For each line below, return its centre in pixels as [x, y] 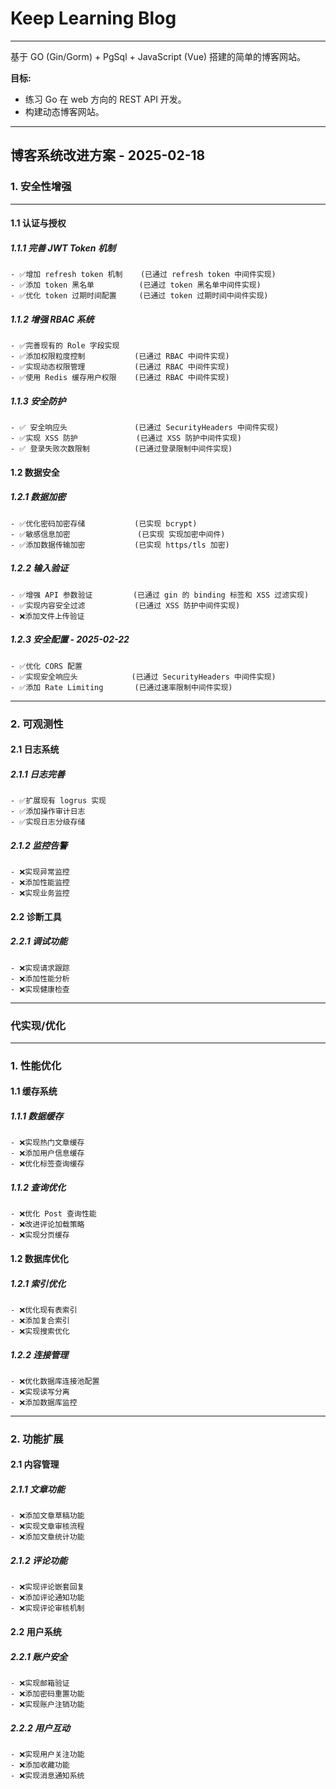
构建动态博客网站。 [64, 111]
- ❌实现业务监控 [40, 893]
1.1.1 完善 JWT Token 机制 [63, 248]
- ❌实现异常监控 [40, 872]
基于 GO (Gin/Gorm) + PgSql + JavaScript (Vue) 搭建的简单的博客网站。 [158, 56]
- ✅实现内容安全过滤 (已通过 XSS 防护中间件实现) [125, 605]
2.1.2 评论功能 [39, 1560]
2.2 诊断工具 [36, 916]
